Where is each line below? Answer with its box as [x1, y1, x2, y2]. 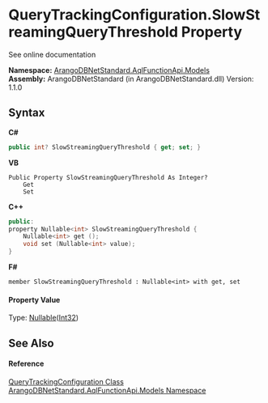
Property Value [8, 295, 61, 304]
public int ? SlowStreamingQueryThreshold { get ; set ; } [8, 143, 201, 151]
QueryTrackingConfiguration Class [8, 376, 124, 386]
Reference [8, 358, 45, 369]
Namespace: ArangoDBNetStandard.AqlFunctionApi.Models [8, 65, 211, 74]
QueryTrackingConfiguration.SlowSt [8, 6, 261, 24]
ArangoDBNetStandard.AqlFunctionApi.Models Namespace [8, 385, 206, 395]
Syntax [8, 106, 45, 120]
